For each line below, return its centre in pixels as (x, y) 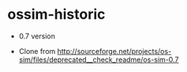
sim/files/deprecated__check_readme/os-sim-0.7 (99, 59)
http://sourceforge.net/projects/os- (114, 51)
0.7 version (37, 36)
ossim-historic (56, 14)
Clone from (37, 51)
